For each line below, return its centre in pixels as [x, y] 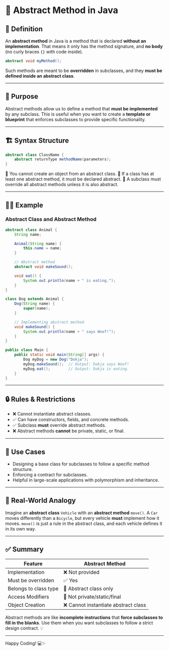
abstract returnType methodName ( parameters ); [63, 159]
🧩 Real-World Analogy [41, 500]
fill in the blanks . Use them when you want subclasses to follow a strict [79, 623]
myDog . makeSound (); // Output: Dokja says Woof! [76, 364]
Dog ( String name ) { [35, 304]
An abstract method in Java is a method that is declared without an [76, 41]
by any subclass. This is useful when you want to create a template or [78, 114]
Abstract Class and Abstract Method [51, 219]
